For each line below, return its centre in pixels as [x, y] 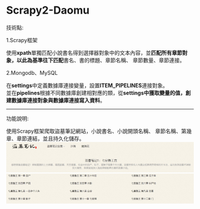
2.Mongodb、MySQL [32, 72]
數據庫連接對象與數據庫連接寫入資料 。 [58, 100]
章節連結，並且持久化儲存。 [50, 138]
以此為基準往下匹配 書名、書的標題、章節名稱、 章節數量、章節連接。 [101, 60]
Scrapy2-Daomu [48, 10]
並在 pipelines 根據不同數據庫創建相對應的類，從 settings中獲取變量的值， [96, 93]
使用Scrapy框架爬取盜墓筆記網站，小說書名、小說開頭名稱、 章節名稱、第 [96, 131]
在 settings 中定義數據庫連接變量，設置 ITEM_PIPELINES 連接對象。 [87, 85]
